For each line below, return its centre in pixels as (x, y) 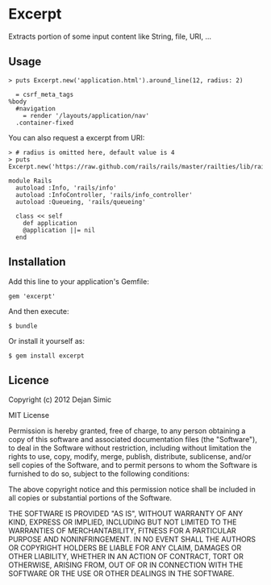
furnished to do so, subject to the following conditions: (99, 474)
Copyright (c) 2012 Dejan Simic (60, 399)
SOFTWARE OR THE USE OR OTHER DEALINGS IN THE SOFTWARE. (121, 574)
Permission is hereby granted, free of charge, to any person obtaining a (127, 431)
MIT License (29, 416)
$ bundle (23, 326)
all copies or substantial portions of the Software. (90, 498)
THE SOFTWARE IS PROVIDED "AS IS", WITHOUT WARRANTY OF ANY (126, 514)
